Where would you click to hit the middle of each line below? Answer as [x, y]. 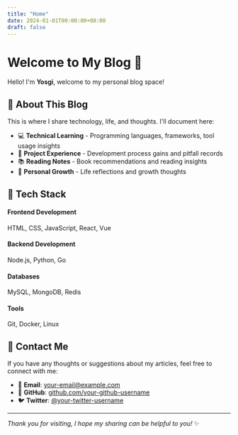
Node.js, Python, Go [36, 259]
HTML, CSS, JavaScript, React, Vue [59, 227]
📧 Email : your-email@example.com [69, 385]
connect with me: [33, 371]
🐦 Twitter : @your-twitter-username [70, 401]
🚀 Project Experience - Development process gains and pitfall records [120, 154]
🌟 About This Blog [48, 104]
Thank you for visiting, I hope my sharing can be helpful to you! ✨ [103, 424]
